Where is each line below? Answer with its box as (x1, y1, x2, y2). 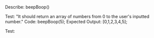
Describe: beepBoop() (5, 4, 50, 10)
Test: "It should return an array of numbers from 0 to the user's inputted (5, 14, 150, 19)
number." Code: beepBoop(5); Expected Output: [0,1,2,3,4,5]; (5, 19, 128, 24)
